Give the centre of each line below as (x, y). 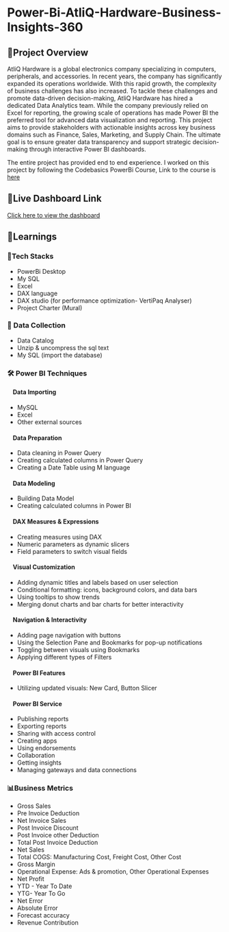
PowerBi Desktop (41, 271)
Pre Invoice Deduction (48, 813)
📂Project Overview (48, 53)
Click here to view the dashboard (54, 215)
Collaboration (36, 756)
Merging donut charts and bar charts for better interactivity (100, 604)
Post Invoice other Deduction (58, 835)
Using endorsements (46, 748)
